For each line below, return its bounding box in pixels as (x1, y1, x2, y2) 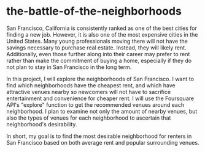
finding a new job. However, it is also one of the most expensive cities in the (6, 31, 198, 38)
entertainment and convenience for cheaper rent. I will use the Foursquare (6, 95, 195, 102)
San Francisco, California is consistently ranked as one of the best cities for (6, 24, 198, 32)
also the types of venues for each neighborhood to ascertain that (6, 114, 171, 121)
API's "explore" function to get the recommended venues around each (6, 101, 185, 108)
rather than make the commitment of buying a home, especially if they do (6, 57, 192, 64)
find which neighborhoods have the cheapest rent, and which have (6, 81, 176, 89)
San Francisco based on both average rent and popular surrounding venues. (6, 139, 199, 146)
